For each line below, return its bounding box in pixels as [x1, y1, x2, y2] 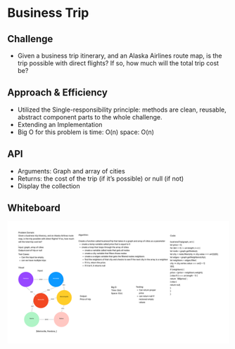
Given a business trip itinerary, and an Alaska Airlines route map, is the [17, 51, 223, 60]
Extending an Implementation [17, 120, 103, 129]
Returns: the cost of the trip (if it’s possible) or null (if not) [17, 174, 184, 183]
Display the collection [17, 181, 81, 190]
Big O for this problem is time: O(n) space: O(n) [17, 128, 155, 136]
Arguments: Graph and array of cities [17, 166, 125, 175]
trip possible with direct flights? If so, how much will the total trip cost [17, 59, 220, 67]
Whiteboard [7, 202, 61, 214]
